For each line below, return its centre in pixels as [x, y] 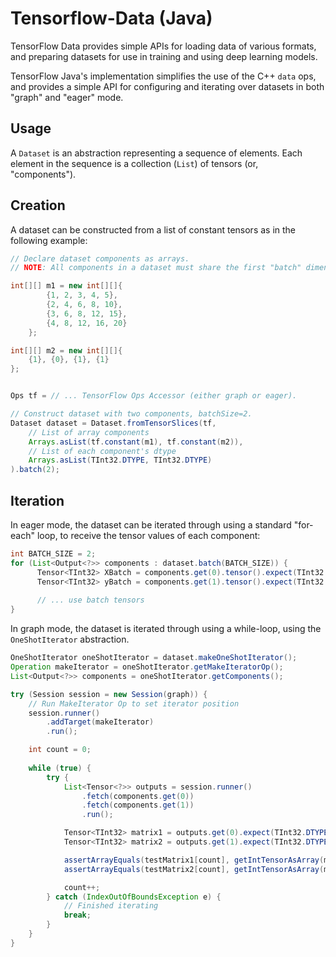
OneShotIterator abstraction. [70, 639]
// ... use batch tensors [90, 600]
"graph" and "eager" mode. [67, 97]
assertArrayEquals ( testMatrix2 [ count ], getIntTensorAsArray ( [194, 869]
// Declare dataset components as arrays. [100, 258]
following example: [49, 240]
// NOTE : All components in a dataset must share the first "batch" [156, 268]
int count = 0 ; [60, 750]
